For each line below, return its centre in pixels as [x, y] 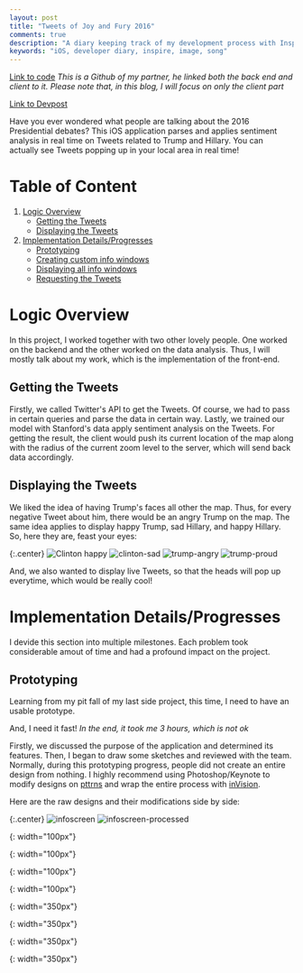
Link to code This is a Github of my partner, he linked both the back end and [151, 77]
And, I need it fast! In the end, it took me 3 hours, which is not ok [129, 729]
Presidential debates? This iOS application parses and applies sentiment [143, 131]
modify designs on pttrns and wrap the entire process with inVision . [135, 785]
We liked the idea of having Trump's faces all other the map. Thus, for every [150, 507]
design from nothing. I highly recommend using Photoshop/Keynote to [140, 775]
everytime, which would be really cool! [81, 580]
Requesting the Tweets [78, 279]
